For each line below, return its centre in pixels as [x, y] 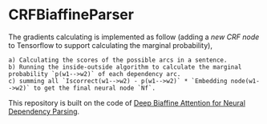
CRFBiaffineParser [71, 15]
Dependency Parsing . [44, 111]
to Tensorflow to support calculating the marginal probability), [110, 45]
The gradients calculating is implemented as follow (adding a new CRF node [134, 37]
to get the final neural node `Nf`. [95, 88]
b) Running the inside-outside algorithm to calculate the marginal [125, 67]
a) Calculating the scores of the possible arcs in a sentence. [118, 60]
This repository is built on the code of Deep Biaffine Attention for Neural [127, 102]
